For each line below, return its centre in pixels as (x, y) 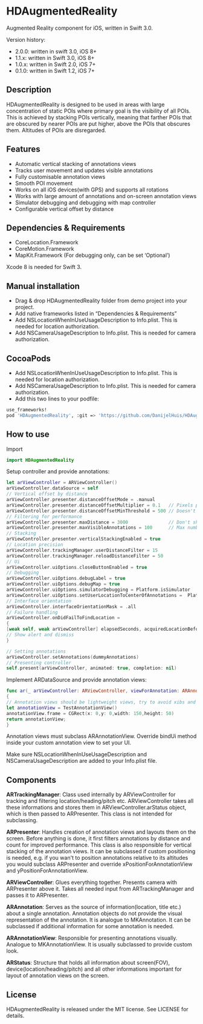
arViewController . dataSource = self (52, 488)
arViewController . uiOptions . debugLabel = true (66, 579)
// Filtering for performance (44, 516)
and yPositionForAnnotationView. (47, 871)
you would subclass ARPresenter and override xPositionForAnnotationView (99, 864)
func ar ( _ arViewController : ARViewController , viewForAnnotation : (93, 691)
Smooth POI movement (44, 183)
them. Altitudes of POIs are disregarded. (56, 130)
